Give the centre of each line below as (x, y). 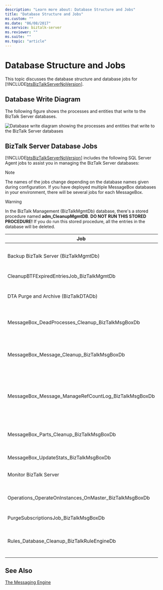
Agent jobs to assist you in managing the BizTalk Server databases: (72, 163)
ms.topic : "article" (26, 41)
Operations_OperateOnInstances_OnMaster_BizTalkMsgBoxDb (79, 498)
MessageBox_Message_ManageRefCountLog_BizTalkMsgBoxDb (81, 396)
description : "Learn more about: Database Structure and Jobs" (70, 10)
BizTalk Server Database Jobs (51, 146)
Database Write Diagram (43, 100)
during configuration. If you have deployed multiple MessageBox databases (81, 187)
